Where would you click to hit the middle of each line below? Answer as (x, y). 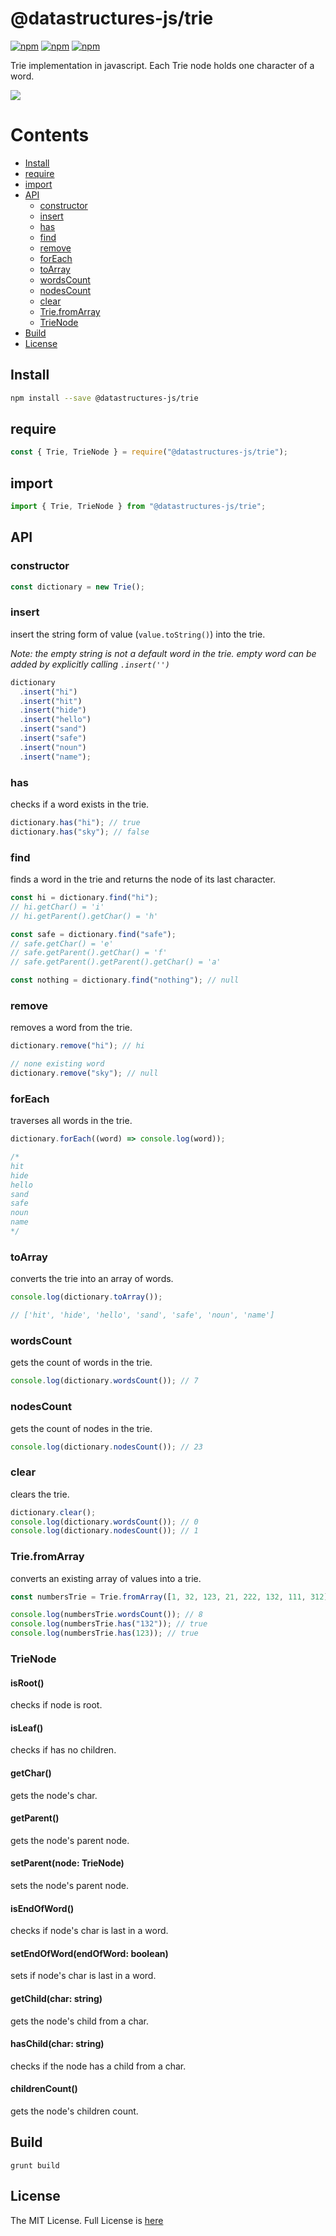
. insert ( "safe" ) (53, 738)
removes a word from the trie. (71, 1028)
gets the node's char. (54, 1795)
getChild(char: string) (56, 1999)
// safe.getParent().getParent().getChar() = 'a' (116, 962)
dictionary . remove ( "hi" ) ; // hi (77, 1046)
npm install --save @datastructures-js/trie (104, 398)
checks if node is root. (56, 1705)
